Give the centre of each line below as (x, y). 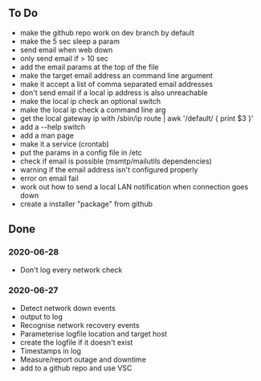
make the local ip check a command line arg (93, 110)
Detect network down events (68, 308)
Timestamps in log (51, 350)
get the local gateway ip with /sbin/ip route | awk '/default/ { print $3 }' (137, 118)
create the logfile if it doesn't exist (76, 342)
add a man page (47, 135)
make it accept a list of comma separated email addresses (116, 84)
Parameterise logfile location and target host (93, 333)
